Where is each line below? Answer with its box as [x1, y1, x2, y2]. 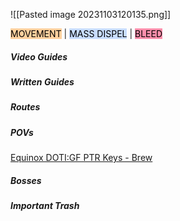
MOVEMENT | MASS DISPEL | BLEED [10, 28, 163, 39]
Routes [10, 101, 41, 113]
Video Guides [10, 50, 68, 63]
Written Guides [10, 75, 75, 88]
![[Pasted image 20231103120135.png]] [10, 9, 172, 20]
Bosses [10, 174, 42, 186]
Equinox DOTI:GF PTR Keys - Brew [10, 152, 153, 164]
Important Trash [10, 200, 80, 212]
